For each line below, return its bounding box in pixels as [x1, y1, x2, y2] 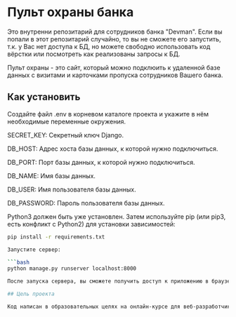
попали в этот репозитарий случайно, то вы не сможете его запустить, [7, 34, 221, 43]
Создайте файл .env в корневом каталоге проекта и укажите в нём [7, 109, 209, 118]
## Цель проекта [7, 290, 55, 298]
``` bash [7, 259, 30, 266]
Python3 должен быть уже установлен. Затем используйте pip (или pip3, [7, 212, 226, 221]
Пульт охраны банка [7, 4, 134, 20]
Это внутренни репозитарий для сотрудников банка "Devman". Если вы [7, 27, 223, 36]
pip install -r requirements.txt [7, 233, 105, 241]
